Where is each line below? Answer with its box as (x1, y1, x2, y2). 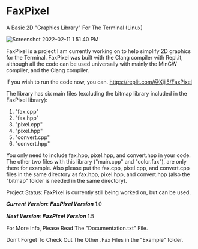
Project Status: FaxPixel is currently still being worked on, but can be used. (6, 188, 191, 196)
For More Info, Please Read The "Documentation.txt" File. (6, 224, 148, 232)
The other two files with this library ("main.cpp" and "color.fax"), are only (6, 158, 187, 165)
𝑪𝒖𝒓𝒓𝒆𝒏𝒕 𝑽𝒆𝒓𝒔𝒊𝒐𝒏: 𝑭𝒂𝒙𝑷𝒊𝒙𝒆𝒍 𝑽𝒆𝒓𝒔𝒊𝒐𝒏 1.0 (6, 200, 102, 207)
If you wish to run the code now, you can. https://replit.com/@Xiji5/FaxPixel (6, 78, 192, 85)
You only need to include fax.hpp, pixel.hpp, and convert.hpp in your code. (6, 152, 191, 159)
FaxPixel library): (6, 96, 48, 103)
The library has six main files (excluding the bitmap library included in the (6, 90, 187, 97)
